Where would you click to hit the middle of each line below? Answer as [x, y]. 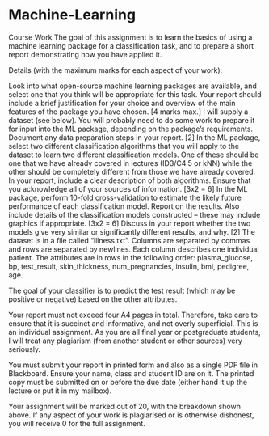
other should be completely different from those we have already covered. [132, 171]
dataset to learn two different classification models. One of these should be [134, 155]
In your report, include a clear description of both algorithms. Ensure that [130, 180]
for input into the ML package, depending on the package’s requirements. [130, 129]
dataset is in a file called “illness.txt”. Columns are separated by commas [129, 240]
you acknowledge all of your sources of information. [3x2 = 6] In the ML [128, 188]
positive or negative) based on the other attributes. [93, 299]
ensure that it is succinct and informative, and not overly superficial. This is [133, 323]
